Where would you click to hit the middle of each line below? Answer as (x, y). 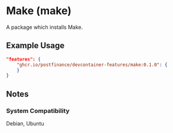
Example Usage (35, 46)
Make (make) (39, 11)
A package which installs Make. (45, 27)
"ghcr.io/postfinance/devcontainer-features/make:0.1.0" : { (92, 65)
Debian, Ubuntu (25, 123)
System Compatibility (38, 111)
